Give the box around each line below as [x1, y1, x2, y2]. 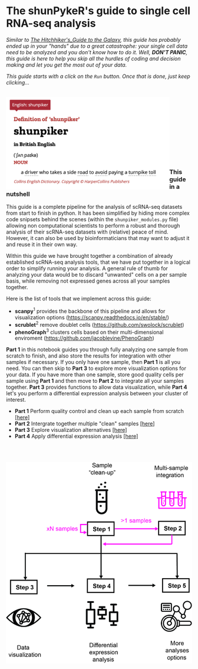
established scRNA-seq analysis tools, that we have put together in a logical [6, 258, 190, 266]
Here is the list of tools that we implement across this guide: [6, 295, 151, 302]
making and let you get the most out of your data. [6, 61, 127, 68]
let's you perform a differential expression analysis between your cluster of [6, 390, 189, 397]
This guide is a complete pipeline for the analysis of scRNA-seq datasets [6, 204, 183, 211]
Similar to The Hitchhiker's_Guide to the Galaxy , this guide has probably [6, 36, 181, 43]
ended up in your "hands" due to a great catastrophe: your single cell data [6, 42, 187, 50]
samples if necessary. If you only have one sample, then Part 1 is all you [6, 359, 181, 366]
